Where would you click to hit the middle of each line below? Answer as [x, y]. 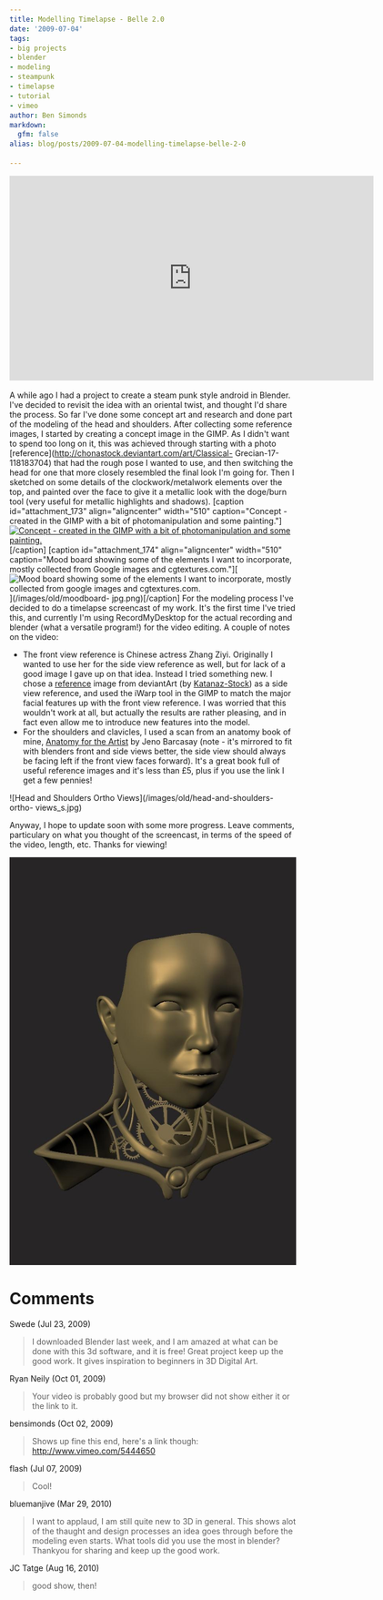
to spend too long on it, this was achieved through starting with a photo [143, 443]
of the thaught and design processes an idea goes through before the [162, 1531]
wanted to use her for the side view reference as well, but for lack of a [154, 663]
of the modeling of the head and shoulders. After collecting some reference [151, 424]
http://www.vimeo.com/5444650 [94, 1451]
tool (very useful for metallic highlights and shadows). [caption [126, 501]
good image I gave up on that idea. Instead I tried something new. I [147, 673]
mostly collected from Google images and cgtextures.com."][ [124, 569]
